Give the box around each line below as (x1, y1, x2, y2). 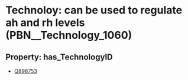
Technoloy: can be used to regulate (5, 4, 183, 17)
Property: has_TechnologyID (5, 52, 113, 62)
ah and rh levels (5, 16, 85, 29)
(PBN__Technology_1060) (5, 29, 132, 42)
